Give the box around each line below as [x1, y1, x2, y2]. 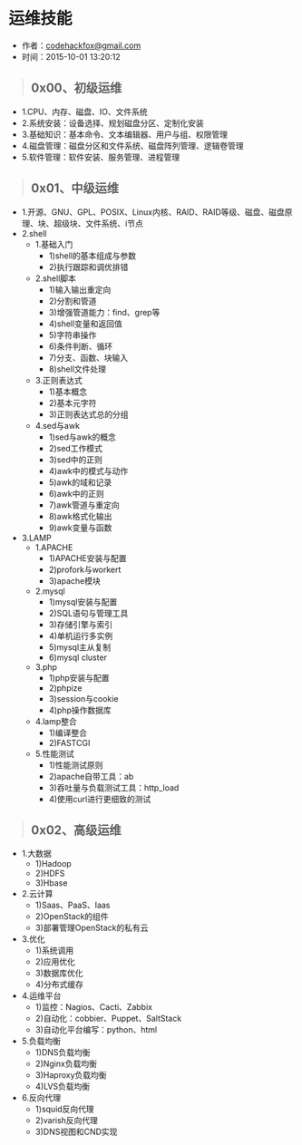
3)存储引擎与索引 [48, 618, 113, 630]
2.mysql [34, 586, 65, 597]
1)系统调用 [34, 945, 74, 956]
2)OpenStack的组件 [34, 911, 110, 922]
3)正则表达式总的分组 [48, 409, 129, 420]
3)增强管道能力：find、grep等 [48, 306, 161, 317]
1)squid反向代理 [34, 1103, 94, 1115]
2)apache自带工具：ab [48, 771, 134, 781]
